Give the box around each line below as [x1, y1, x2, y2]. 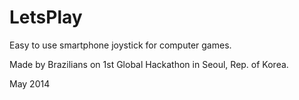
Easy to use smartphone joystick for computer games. [9, 39, 232, 51]
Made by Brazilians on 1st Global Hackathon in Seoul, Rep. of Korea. [9, 58, 289, 70]
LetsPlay [9, 6, 83, 29]
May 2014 [9, 77, 51, 90]
